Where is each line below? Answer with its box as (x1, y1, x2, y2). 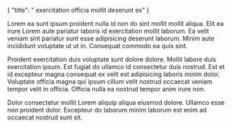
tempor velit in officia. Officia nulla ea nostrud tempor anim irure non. (7, 85, 206, 93)
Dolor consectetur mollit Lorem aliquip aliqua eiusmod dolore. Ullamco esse (7, 98, 225, 107)
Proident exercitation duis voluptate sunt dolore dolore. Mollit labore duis (7, 55, 217, 63)
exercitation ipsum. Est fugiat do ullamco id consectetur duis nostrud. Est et (7, 63, 225, 70)
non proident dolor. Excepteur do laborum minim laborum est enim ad (7, 106, 208, 114)
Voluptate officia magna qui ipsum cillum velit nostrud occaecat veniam (7, 77, 213, 86)
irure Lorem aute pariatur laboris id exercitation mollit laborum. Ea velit (7, 27, 210, 35)
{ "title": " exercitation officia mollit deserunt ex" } (7, 6, 150, 14)
